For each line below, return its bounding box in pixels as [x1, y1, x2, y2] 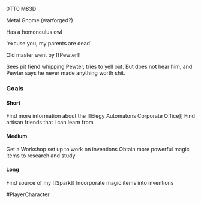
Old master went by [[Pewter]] [6, 51, 81, 59]
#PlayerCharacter [6, 191, 50, 198]
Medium [6, 132, 28, 139]
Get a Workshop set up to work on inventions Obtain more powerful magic [6, 146, 190, 153]
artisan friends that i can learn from [6, 119, 94, 126]
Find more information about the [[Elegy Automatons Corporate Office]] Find [6, 112, 196, 120]
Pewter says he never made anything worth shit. [6, 69, 126, 77]
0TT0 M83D [6, 5, 37, 12]
